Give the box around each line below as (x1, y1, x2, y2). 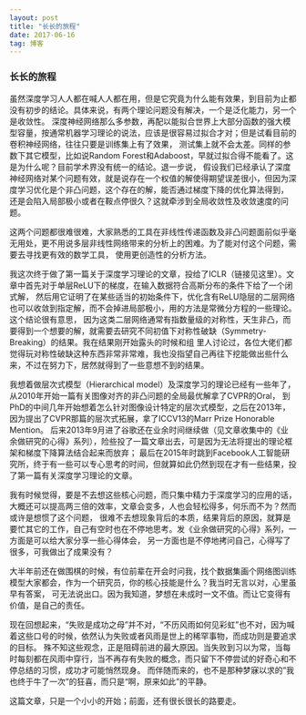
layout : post (9, 13, 59, 23)
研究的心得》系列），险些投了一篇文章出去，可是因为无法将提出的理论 (25, 435, 285, 446)
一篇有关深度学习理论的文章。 (25, 470, 138, 481)
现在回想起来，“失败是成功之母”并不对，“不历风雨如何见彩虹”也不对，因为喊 (9, 618, 295, 629)
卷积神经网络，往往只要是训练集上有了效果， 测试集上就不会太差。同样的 (9, 138, 283, 149)
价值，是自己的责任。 (9, 599, 89, 610)
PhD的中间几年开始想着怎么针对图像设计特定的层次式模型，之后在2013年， (9, 402, 291, 413)
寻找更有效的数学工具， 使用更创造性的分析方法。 (25, 249, 211, 260)
